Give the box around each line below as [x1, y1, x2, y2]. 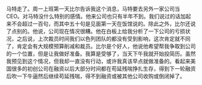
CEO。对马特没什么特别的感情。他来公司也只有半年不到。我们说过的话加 [6, 13, 186, 20]
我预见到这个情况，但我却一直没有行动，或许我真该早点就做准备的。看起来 [6, 57, 191, 65]
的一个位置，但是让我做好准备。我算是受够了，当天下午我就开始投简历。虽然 [6, 50, 196, 57]
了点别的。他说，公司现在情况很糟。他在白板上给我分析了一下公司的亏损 [6, 28, 185, 35]
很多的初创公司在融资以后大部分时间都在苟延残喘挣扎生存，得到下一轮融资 [11, 65, 196, 72]
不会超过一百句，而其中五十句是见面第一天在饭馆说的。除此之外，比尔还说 [11, 20, 196, 27]
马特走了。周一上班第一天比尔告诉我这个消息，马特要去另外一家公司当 [6, 5, 180, 12]
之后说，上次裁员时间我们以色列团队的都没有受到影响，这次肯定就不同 [16, 35, 191, 42]
